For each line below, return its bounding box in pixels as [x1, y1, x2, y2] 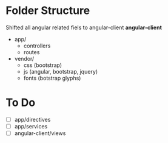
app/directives [14, 116, 51, 123]
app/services [14, 122, 48, 130]
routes [23, 48, 40, 55]
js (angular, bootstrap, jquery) [23, 68, 98, 75]
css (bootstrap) [23, 61, 62, 69]
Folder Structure [5, 4, 90, 18]
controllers [23, 42, 51, 49]
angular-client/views [14, 130, 66, 137]
